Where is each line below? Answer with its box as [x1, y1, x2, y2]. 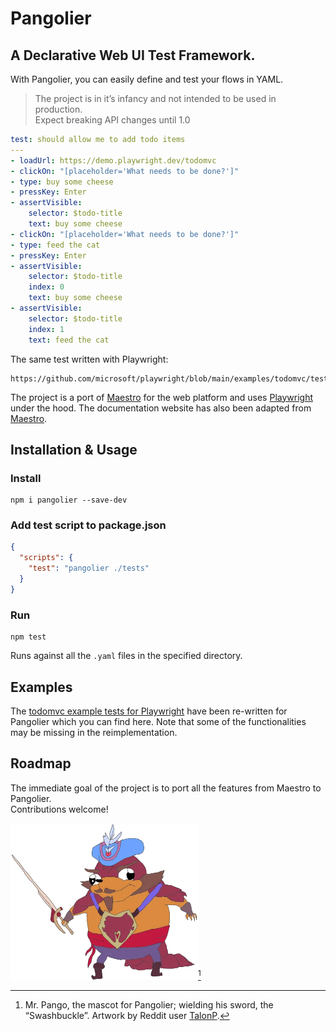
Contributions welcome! [10, 803, 109, 815]
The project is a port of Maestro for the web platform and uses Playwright [10, 391, 314, 403]
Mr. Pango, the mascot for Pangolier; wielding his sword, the [24, 999, 274, 1011]
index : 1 [28, 324, 65, 334]
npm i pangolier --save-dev [10, 495, 128, 506]
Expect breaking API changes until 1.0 [34, 114, 191, 126]
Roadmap [10, 755, 72, 772]
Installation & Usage [10, 441, 138, 458]
